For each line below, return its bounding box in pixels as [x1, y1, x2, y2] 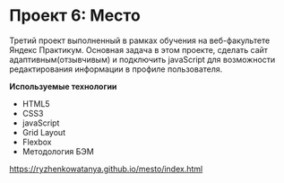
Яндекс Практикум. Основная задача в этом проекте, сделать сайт [9, 44, 269, 55]
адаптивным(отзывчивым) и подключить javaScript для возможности [9, 54, 276, 65]
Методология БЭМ [22, 145, 94, 157]
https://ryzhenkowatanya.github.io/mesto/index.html [9, 163, 203, 174]
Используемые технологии [9, 81, 117, 91]
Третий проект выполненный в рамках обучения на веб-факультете [9, 35, 271, 46]
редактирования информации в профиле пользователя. [9, 64, 223, 74]
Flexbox [22, 136, 52, 147]
